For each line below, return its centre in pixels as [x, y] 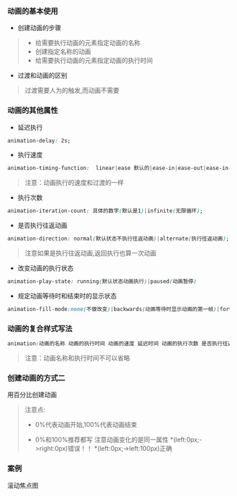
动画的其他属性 [33, 111]
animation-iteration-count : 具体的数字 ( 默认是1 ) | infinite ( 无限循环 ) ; [105, 211]
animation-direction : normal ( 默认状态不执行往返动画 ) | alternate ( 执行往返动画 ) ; [118, 239]
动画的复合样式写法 [40, 328]
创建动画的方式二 [36, 377]
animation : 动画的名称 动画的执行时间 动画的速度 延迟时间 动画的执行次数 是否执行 [115, 344]
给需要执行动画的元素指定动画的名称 [88, 43]
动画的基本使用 [33, 11]
